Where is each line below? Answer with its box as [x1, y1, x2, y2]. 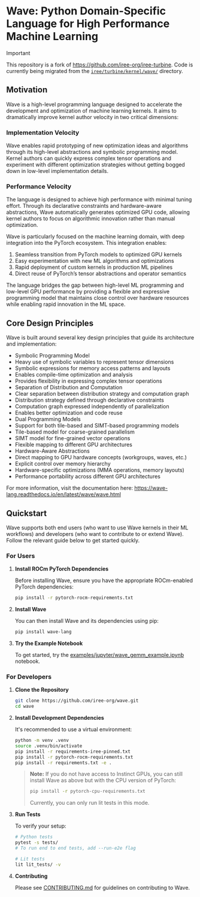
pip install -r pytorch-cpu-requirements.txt [29, 789, 146, 795]
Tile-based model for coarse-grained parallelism [14, 428, 135, 435]
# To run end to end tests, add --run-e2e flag [14, 846, 136, 851]
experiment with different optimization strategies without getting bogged [6, 161, 186, 168]
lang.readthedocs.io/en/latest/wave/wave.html [6, 491, 122, 498]
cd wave [14, 704, 34, 710]
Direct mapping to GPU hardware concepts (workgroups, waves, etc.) [14, 454, 187, 461]
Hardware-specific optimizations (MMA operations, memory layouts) [14, 466, 184, 474]
